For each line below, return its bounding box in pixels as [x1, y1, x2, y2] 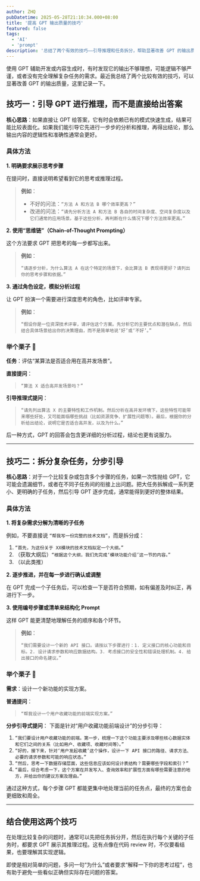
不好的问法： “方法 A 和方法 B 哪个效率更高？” [29, 200, 136, 207]
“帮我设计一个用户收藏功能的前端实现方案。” [20, 711, 113, 717]
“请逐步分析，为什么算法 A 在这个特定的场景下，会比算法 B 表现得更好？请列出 [20, 265, 190, 271]
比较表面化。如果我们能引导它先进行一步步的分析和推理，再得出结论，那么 [11, 123, 194, 130]
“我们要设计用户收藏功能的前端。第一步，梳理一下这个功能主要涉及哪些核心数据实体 [14, 735, 190, 741]
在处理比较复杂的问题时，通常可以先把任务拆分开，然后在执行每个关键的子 [6, 834, 189, 841]
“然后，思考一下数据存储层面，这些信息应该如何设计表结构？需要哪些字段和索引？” [14, 760, 189, 766]
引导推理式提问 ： [6, 394, 48, 401]
